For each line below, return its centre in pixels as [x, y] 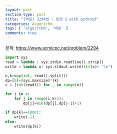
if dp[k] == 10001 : [23, 112]
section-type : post [25, 14]
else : [11, 121]
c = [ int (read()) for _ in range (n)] [44, 85]
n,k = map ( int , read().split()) [37, 75]
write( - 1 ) [24, 117]
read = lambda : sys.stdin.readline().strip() [54, 62]
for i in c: [17, 94]
